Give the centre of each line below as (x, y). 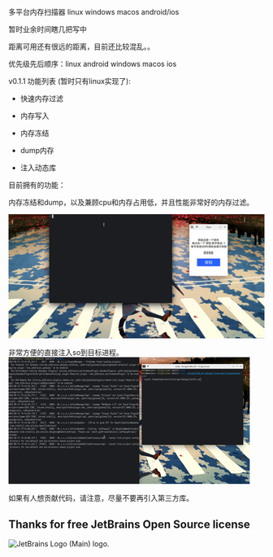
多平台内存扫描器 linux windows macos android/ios (94, 12)
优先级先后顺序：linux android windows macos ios (93, 64)
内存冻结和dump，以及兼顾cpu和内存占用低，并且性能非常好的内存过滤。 (131, 202)
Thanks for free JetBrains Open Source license (129, 524)
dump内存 (37, 150)
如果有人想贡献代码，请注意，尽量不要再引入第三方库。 (101, 498)
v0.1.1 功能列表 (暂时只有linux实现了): (70, 81)
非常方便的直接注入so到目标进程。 (66, 353)
